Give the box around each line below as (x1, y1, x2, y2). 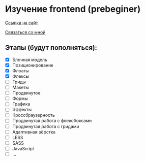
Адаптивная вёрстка (12, 129, 56, 135)
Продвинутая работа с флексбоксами (12, 118, 92, 124)
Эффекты (12, 107, 32, 113)
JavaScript (12, 145, 34, 151)
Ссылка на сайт (5, 20, 38, 26)
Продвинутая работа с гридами (12, 123, 80, 129)
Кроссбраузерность (12, 112, 55, 118)
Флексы (12, 73, 29, 79)
